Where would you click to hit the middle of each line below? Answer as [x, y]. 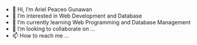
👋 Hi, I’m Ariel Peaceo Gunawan [52, 9]
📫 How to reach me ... [40, 36]
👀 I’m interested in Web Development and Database [77, 16]
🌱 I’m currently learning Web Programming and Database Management [101, 22]
